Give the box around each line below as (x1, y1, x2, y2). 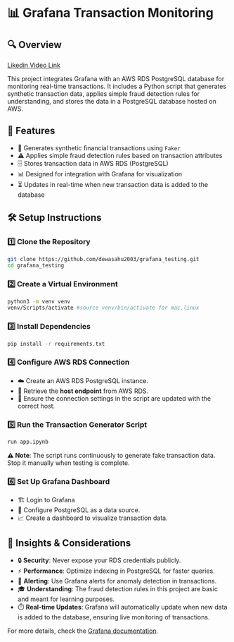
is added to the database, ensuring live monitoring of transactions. (17, 613, 210, 622)
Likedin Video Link (7, 61, 61, 69)
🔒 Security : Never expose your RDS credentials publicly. (17, 556, 181, 564)
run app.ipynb (7, 438, 49, 446)
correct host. (17, 401, 56, 410)
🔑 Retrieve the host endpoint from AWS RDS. (17, 387, 149, 395)
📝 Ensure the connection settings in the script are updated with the (17, 394, 212, 402)
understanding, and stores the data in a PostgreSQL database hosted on (7, 97, 216, 105)
